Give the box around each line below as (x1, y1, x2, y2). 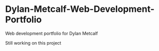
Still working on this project (5, 40, 61, 46)
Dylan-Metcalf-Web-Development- (5, 3, 155, 15)
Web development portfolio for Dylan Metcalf (5, 30, 98, 36)
